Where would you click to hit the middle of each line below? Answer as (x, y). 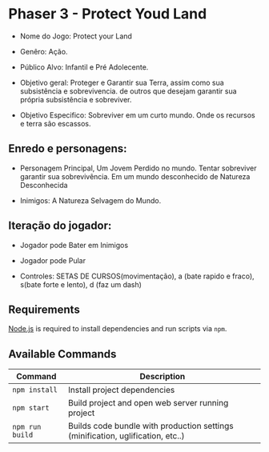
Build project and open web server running (148, 403)
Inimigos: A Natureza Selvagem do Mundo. (90, 200)
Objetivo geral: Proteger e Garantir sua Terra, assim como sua (122, 82)
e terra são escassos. (55, 123)
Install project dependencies (121, 390)
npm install (35, 390)
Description (163, 377)
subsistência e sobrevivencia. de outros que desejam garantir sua (128, 91)
